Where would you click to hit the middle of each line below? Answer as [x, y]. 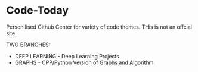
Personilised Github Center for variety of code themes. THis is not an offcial [99, 27]
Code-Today [38, 10]
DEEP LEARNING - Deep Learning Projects [67, 56]
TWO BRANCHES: [28, 45]
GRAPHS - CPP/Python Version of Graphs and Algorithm [84, 62]
